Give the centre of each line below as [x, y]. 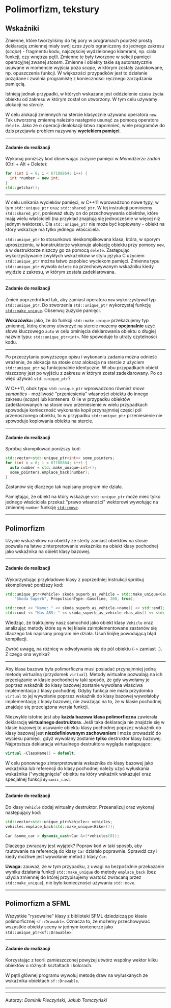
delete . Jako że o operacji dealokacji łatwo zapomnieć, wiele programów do [85, 125]
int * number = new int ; [35, 178]
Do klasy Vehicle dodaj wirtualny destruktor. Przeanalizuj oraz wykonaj [80, 807]
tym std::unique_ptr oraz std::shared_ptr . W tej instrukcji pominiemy [79, 207]
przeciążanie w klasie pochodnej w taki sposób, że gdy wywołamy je [78, 680]
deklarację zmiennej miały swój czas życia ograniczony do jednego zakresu [85, 46]
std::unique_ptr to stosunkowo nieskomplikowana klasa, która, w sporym [83, 239]
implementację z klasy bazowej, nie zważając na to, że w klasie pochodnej [83, 701]
